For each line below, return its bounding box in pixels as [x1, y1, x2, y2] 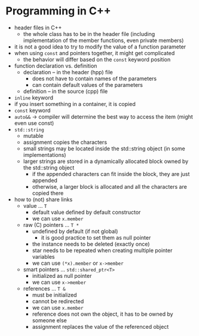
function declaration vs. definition [14, 62, 97, 69]
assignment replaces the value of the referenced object [32, 323, 169, 330]
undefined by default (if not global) [32, 228, 118, 235]
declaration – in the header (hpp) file [23, 68, 113, 75]
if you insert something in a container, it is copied [14, 100, 136, 107]
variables [32, 253, 55, 260]
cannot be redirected [32, 298, 84, 305]
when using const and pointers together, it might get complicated [14, 49, 175, 56]
